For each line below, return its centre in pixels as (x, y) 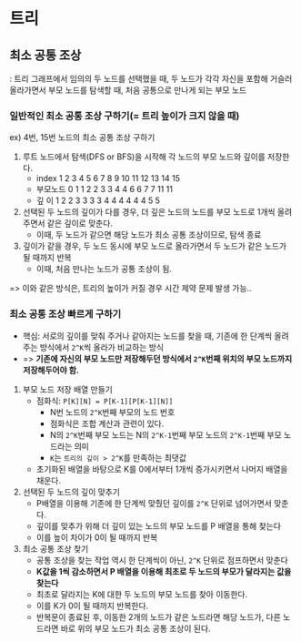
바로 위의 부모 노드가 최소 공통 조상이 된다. (135, 628)
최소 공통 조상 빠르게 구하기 (65, 314)
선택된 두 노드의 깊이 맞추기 (71, 492)
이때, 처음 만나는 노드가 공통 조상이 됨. (104, 269)
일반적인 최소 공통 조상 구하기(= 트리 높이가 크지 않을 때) (125, 116)
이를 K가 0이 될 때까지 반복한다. (92, 606)
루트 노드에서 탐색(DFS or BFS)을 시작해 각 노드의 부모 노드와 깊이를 (144, 157)
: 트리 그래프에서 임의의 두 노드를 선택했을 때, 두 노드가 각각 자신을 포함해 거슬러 (151, 79)
